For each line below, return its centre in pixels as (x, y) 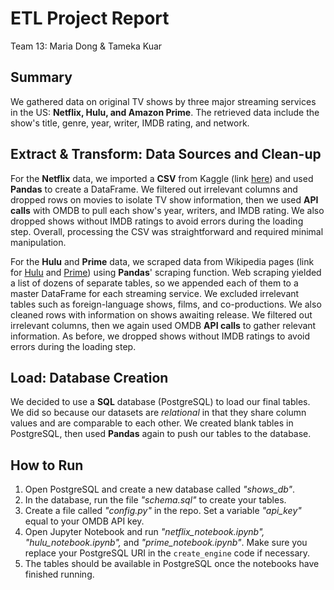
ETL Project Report (90, 18)
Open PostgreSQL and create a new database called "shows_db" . (160, 489)
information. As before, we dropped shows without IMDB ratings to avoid (160, 336)
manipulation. (38, 242)
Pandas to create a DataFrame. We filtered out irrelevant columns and (154, 189)
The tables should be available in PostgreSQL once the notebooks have (172, 564)
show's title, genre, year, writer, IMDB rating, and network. (130, 123)
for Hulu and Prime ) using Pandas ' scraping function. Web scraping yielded (166, 272)
